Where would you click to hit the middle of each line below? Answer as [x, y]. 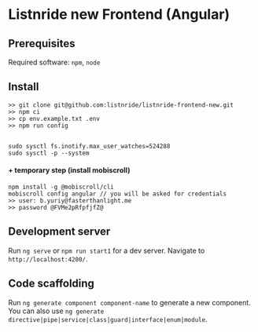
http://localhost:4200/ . [48, 259]
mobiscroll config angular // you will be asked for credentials [117, 194]
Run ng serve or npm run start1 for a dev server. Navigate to [107, 250]
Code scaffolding [51, 284]
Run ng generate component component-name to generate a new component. [130, 302]
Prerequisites [42, 44]
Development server [59, 232]
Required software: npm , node [54, 62]
